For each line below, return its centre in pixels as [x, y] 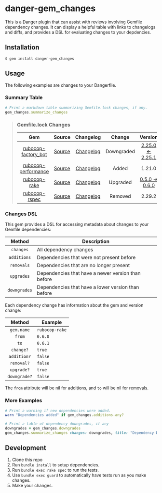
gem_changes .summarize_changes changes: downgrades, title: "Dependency [80, 433]
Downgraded [120, 151]
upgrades [20, 276]
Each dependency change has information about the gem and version [74, 305]
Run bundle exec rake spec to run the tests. [55, 470]
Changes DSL [21, 214]
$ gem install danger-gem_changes [40, 59]
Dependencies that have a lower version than [88, 287]
